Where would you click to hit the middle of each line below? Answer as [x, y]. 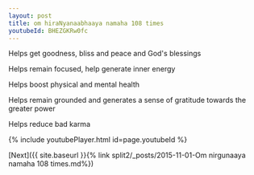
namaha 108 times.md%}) [51, 164]
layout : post [30, 16]
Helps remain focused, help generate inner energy [92, 69]
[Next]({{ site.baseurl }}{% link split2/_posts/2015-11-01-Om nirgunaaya [127, 155]
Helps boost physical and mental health [74, 84]
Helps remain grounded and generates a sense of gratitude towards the [127, 100]
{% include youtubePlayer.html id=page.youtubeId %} [98, 140]
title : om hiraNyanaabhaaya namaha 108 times [86, 23]
